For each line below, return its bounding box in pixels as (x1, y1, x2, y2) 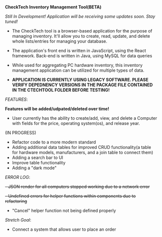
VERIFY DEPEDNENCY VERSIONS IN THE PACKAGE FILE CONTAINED (12, 82, 153, 88)
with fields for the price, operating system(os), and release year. (12, 121, 140, 126)
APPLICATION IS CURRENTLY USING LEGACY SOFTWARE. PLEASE (12, 77, 148, 82)
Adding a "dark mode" (12, 165, 57, 171)
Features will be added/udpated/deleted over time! (5, 106, 110, 111)
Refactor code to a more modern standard (12, 139, 96, 145)
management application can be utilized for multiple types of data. (12, 67, 145, 73)
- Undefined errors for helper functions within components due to (5, 193, 136, 199)
